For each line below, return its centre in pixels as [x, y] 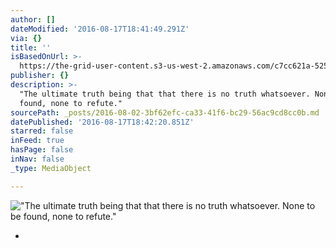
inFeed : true [37, 141]
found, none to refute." [71, 103]
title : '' [31, 47]
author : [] [33, 19]
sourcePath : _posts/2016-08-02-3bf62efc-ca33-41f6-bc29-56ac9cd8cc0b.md [165, 112]
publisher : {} [40, 76]
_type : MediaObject [51, 168]
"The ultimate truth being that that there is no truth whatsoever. [165, 94]
